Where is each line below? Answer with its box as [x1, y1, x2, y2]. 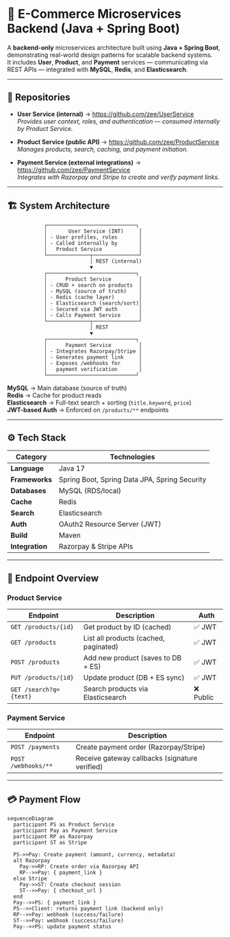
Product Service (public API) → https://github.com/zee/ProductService [16, 137, 220, 146]
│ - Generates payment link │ [43, 353, 142, 361]
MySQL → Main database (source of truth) [7, 383, 127, 392]
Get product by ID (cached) [83, 622, 172, 632]
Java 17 [58, 464, 86, 473]
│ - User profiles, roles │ [43, 233, 142, 241]
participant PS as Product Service [13, 821, 115, 829]
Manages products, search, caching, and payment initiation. [16, 145, 188, 153]
